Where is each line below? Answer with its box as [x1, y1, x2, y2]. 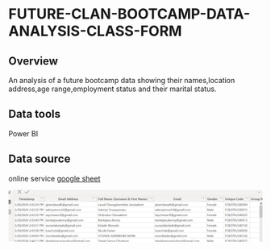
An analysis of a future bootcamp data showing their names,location [8, 76, 236, 85]
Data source [8, 152, 71, 166]
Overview [8, 54, 59, 68]
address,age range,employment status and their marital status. [8, 84, 217, 94]
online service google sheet [8, 173, 101, 183]
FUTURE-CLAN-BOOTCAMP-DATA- [8, 5, 251, 23]
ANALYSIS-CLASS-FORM [8, 22, 182, 40]
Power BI [8, 128, 39, 138]
